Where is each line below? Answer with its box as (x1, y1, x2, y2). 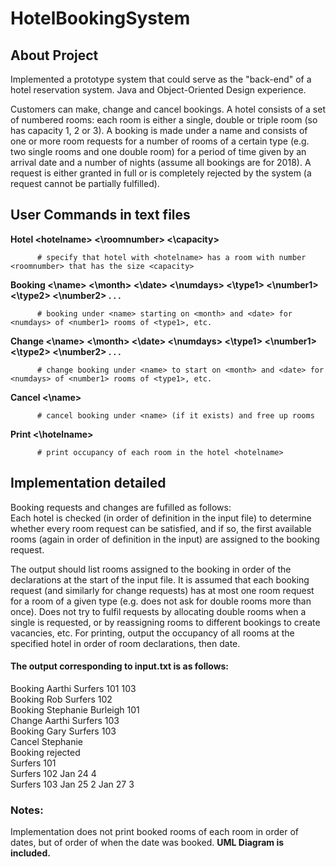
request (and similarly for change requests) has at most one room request (10, 584, 315, 596)
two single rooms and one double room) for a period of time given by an (10, 146, 307, 157)
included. (10, 847, 51, 859)
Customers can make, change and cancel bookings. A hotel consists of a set (10, 103, 326, 115)
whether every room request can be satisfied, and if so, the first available (10, 522, 312, 534)
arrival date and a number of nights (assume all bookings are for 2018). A (10, 157, 312, 168)
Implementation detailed (10, 475, 167, 492)
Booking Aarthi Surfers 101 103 (10, 682, 137, 694)
